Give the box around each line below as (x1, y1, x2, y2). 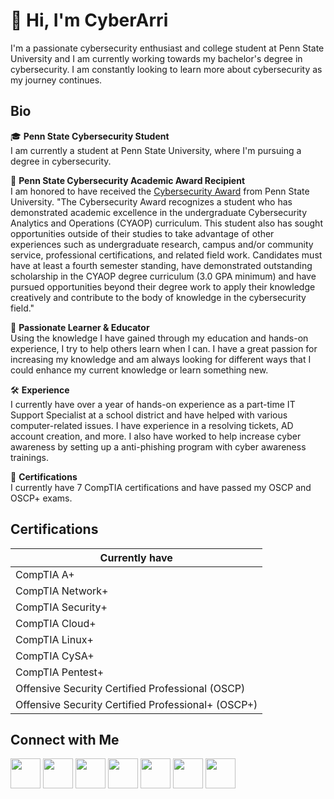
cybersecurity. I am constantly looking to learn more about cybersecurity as (10, 63, 323, 75)
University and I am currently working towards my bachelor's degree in (10, 52, 303, 64)
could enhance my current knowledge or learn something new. (10, 364, 269, 376)
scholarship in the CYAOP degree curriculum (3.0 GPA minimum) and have (10, 270, 317, 282)
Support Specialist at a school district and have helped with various (10, 409, 288, 421)
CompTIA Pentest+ (15, 665, 105, 679)
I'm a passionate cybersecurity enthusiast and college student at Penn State (10, 42, 325, 54)
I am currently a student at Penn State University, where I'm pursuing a (10, 144, 302, 156)
